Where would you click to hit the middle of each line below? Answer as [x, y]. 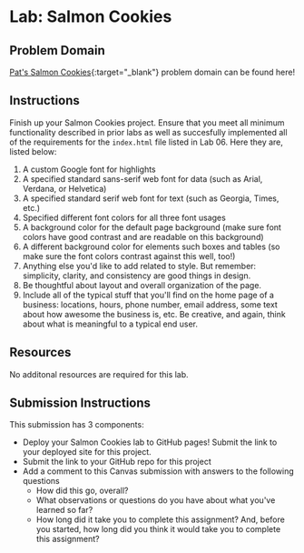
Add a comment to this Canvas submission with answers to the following [158, 471]
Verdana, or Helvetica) [64, 188]
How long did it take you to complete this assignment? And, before [161, 519]
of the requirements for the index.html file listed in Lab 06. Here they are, [147, 142]
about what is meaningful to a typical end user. [110, 324]
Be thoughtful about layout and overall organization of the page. [142, 285]
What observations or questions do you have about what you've [156, 500]
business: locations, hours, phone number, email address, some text [150, 304]
